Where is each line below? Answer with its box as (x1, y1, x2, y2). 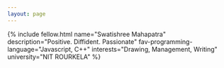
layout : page (7, 10, 46, 18)
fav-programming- (138, 37, 193, 46)
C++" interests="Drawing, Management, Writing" (74, 45, 218, 53)
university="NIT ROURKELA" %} (7, 52, 101, 61)
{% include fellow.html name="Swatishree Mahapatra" (7, 30, 167, 38)
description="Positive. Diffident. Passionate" (7, 37, 138, 46)
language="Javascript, (7, 45, 73, 53)
